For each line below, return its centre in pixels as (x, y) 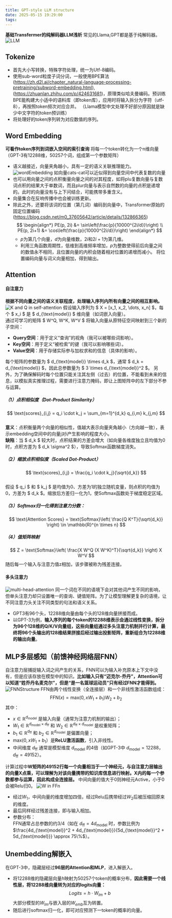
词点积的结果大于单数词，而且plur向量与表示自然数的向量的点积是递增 (86, 185)
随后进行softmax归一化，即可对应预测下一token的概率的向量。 (79, 910)
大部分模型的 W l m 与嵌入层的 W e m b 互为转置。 (59, 904)
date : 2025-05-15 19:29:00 (34, 15)
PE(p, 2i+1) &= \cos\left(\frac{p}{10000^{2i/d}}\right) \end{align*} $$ (90, 230)
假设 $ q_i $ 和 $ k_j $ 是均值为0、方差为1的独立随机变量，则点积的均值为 (83, 487)
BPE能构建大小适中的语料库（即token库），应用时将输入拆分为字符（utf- (88, 100)
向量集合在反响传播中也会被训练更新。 (53, 198)
